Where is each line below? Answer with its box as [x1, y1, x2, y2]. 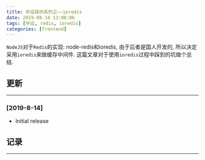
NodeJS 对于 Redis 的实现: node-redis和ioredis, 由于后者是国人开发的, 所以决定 [6, 43, 197, 50]
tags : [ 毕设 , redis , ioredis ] [6, 20, 81, 26]
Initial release [15, 117, 49, 125]
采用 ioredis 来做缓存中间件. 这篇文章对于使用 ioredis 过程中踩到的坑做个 [6, 51, 187, 58]
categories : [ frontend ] [6, 26, 67, 32]
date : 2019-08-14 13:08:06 [6, 15, 75, 21]
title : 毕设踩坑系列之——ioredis [6, 9, 82, 15]
